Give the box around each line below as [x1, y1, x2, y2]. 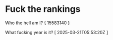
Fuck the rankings [5, 3, 81, 15]
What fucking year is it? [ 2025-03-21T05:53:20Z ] [5, 29, 108, 35]
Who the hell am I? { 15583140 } [5, 20, 70, 26]
